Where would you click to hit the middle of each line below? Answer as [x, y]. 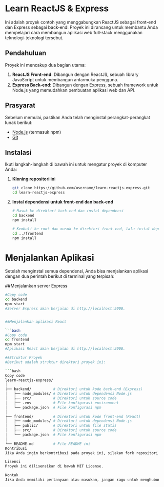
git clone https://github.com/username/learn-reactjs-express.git [81, 188]
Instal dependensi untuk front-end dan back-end [63, 202]
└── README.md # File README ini [48, 444]
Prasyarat [20, 106]
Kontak [12, 475]
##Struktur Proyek [24, 358]
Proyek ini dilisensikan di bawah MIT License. [54, 466]
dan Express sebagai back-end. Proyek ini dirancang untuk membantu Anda [82, 27]
